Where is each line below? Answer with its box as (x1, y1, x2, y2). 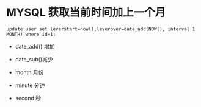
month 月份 (15, 68, 44, 76)
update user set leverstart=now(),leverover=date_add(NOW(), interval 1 (6, 26, 196, 32)
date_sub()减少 (15, 55, 53, 63)
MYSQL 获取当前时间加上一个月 (6, 5, 166, 19)
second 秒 (15, 94, 42, 102)
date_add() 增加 (15, 43, 55, 50)
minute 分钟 (15, 81, 45, 89)
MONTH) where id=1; (6, 31, 56, 37)
